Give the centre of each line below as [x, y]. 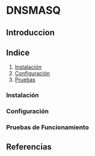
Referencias [29, 147]
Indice [18, 52]
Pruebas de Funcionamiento [47, 127]
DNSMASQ [34, 10]
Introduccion [31, 33]
